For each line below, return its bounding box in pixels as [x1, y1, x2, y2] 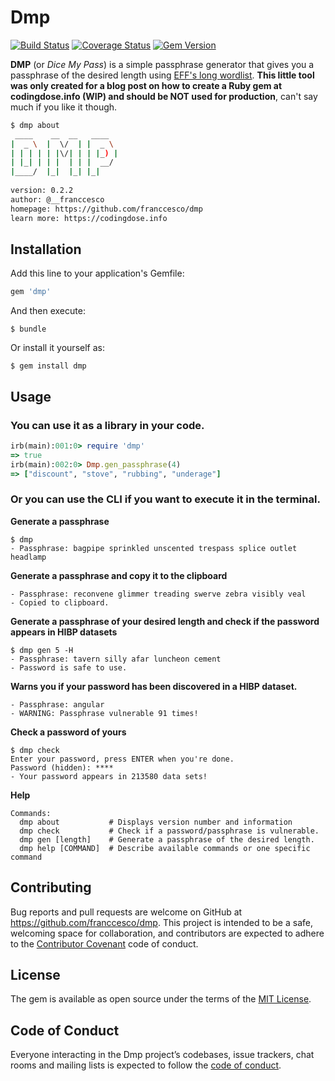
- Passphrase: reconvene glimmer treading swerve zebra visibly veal [10, 589, 307, 599]
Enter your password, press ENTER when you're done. [10, 754, 235, 764]
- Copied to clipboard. [10, 597, 110, 608]
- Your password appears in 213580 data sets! [10, 771, 208, 781]
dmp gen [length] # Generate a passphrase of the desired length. [19, 834, 315, 845]
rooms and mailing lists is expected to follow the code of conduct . [10, 1059, 282, 1071]
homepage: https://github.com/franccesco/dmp [10, 204, 203, 214]
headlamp [10, 552, 47, 562]
